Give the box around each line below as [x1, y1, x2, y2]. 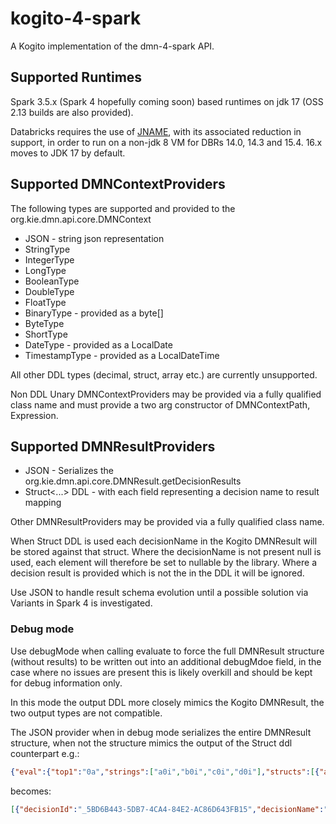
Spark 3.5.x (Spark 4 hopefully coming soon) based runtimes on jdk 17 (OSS [10, 95, 324, 107]
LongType [24, 264, 67, 276]
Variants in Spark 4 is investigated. [10, 597, 153, 609]
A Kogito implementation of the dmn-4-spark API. [10, 40, 215, 52]
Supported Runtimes [10, 69, 143, 86]
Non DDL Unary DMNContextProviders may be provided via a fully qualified [10, 388, 322, 400]
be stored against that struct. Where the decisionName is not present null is [10, 546, 322, 558]
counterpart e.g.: [10, 747, 80, 759]
